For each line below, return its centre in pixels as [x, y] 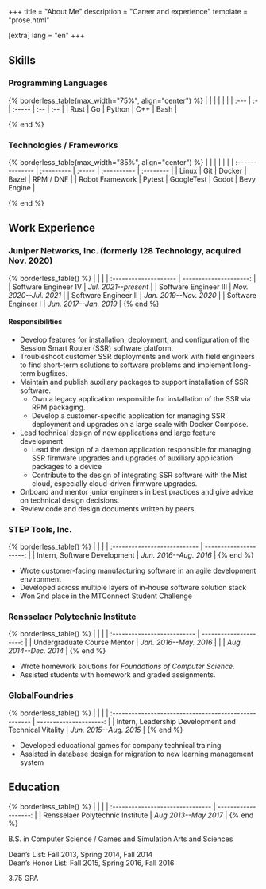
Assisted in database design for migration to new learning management [137, 754]
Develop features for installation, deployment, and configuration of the [135, 339]
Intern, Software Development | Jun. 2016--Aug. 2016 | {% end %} [145, 555]
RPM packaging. [58, 407]
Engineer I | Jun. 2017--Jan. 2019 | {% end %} [84, 304]
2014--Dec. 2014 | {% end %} [57, 651]
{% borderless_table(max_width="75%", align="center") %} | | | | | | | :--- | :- [133, 100]
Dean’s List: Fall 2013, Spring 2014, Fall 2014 [81, 854]
